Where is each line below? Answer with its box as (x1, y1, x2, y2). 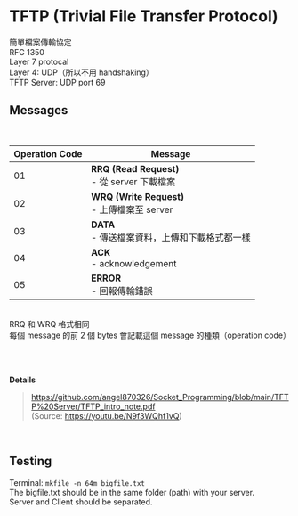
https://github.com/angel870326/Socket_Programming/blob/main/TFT (30, 391, 289, 402)
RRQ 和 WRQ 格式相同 (9, 318, 91, 329)
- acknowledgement (91, 257, 177, 269)
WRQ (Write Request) (91, 190, 185, 202)
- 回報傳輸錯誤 (91, 284, 153, 297)
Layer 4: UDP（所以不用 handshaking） (9, 67, 154, 78)
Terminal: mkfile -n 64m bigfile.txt (9, 477, 145, 487)
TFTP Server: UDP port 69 (9, 77, 106, 87)
